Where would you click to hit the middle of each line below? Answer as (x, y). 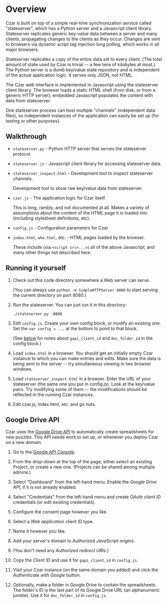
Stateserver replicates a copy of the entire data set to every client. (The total (84, 59)
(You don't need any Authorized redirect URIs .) (61, 551)
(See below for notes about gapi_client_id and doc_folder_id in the (83, 338)
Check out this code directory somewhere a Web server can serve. (82, 280)
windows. (23, 369)
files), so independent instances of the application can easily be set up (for (82, 115)
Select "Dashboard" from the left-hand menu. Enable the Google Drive (85, 482)
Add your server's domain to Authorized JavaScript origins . (74, 541)
